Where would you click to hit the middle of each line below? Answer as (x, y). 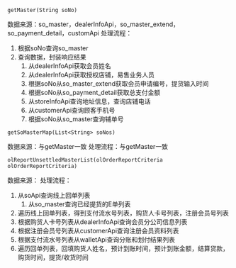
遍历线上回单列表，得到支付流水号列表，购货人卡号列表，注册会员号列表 (123, 213)
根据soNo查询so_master (53, 48)
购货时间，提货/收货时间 (53, 257)
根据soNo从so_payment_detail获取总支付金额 (94, 93)
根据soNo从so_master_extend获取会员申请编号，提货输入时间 (118, 84)
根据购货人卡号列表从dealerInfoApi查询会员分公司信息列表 (102, 222)
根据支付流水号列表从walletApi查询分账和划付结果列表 (96, 240)
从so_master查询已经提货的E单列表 (79, 204)
